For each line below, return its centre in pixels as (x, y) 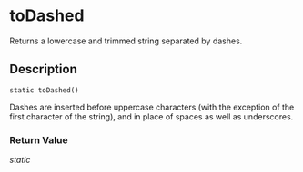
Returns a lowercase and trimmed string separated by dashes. (126, 41)
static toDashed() (44, 90)
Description (43, 69)
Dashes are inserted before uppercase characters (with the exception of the (152, 107)
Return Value (39, 139)
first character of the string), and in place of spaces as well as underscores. (151, 116)
